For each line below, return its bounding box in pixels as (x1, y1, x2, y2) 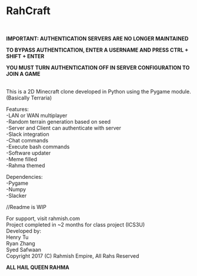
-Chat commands (6, 137, 49, 144)
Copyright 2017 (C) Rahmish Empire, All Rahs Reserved (6, 252, 139, 260)
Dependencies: (6, 173, 43, 180)
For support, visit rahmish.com (6, 215, 81, 222)
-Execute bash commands (6, 143, 70, 150)
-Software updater (6, 149, 51, 157)
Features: (6, 105, 29, 112)
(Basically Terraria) (6, 94, 52, 101)
